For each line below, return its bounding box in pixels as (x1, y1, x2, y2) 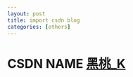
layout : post (7, 10, 46, 17)
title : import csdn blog (7, 17, 80, 24)
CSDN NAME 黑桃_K (7, 55, 126, 71)
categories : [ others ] (7, 23, 71, 30)
